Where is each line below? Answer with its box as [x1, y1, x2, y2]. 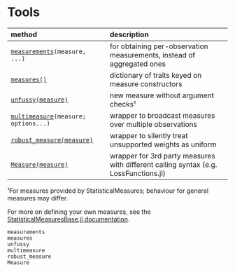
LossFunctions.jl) [109, 168, 166, 178]
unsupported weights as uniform [109, 140, 217, 149]
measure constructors [109, 79, 183, 88]
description [109, 29, 149, 39]
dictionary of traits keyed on [109, 70, 202, 80]
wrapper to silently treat [109, 130, 188, 140]
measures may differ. [7, 193, 69, 202]
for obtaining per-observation [109, 41, 208, 51]
